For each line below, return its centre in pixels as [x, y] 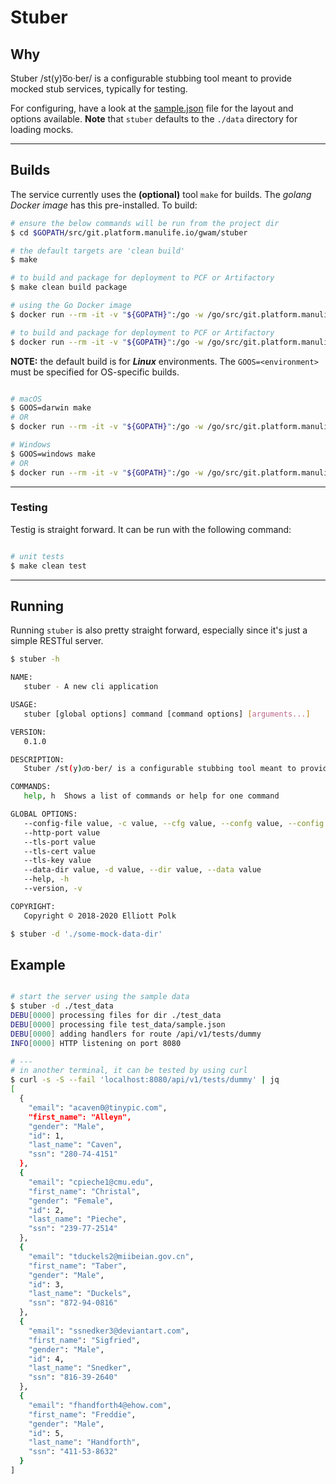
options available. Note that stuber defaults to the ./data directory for [154, 119]
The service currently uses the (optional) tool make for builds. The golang [161, 194]
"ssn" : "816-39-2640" [73, 1377]
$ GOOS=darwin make [51, 408]
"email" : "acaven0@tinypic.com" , [98, 1107]
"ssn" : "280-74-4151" [73, 1154]
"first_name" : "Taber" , [78, 1266]
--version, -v [53, 889]
